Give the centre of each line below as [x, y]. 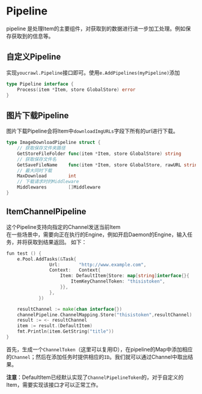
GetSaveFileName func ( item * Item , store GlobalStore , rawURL [99, 165]
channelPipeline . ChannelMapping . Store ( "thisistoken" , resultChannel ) [105, 314]
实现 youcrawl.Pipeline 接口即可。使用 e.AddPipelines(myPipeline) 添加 [93, 72]
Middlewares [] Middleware [59, 187]
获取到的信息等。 [32, 36]
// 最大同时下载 [35, 170]
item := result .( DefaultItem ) [55, 326]
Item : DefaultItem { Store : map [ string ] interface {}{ [124, 276]
